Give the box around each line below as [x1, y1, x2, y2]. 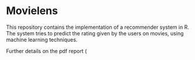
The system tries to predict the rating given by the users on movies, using [6, 29, 184, 36]
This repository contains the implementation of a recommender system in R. [6, 24, 189, 31]
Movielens [6, 4, 59, 18]
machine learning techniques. [6, 36, 78, 43]
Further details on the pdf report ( [6, 47, 87, 54]
